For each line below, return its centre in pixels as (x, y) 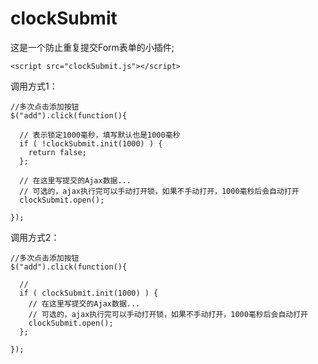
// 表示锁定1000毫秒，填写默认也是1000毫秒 (100, 135)
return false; (57, 152)
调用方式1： (34, 86)
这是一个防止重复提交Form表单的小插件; (92, 47)
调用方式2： (35, 237)
